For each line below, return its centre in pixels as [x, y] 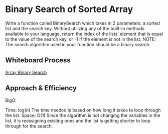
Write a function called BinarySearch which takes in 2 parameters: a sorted [83, 23]
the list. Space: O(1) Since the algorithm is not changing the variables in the [83, 115]
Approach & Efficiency [41, 88]
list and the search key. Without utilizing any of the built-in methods [75, 28]
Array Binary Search [26, 72]
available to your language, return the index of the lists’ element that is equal [84, 34]
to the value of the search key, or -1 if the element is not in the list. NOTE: [81, 39]
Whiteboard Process [38, 60]
